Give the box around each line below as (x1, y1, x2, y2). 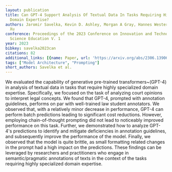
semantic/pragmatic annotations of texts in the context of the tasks (5, 155, 147, 162)
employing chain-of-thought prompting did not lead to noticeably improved (5, 117, 164, 123)
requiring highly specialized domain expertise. (5, 161, 103, 167)
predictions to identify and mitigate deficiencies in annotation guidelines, (13, 128, 166, 134)
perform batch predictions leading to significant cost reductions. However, (5, 111, 162, 118)
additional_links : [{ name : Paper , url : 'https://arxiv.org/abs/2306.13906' (5, 55, 170, 61)
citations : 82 (5, 50, 36, 55)
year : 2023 (5, 41, 29, 46)
